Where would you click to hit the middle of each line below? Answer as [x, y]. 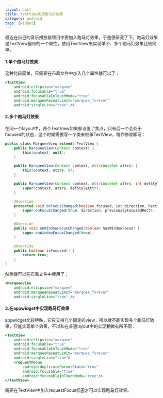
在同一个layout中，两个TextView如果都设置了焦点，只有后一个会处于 [73, 128]
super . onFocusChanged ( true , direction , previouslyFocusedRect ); [89, 211]
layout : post [18, 9]
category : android [24, 18]
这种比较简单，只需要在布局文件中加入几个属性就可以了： [62, 73]
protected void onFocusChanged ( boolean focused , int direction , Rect [86, 206]
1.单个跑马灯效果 [22, 62]
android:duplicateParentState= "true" [60, 367]
